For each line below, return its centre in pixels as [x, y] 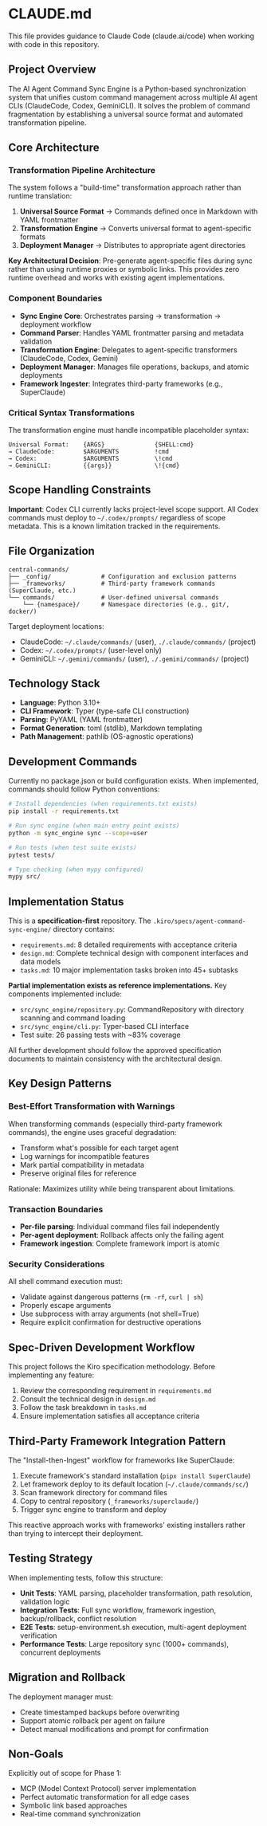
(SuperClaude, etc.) [43, 591]
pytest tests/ [32, 855]
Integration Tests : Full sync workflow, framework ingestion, [118, 1610]
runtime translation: [40, 196]
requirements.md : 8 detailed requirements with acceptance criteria [128, 944]
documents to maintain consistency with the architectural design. [116, 1059]
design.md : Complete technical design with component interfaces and [134, 953]
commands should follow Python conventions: [84, 789]
